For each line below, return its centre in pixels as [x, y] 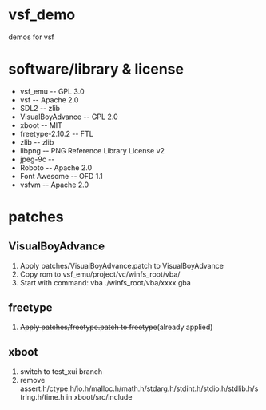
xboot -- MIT [41, 125]
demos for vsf [31, 37]
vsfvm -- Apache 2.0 [54, 185]
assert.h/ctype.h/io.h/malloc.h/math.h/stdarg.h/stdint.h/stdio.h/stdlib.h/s [139, 388]
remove [32, 380]
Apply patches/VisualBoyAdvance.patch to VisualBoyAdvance [121, 265]
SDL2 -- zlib [40, 108]
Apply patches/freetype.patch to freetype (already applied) [116, 327]
